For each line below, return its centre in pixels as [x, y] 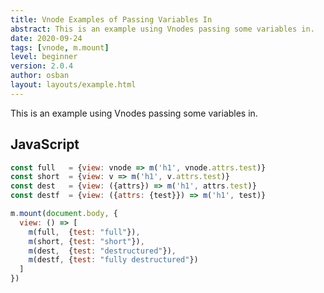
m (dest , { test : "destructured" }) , [102, 251]
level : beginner [44, 57]
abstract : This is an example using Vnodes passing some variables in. [162, 29]
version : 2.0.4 [42, 66]
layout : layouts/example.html [73, 85]
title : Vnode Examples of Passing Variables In [111, 19]
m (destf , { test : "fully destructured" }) [113, 260]
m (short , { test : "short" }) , [86, 241]
